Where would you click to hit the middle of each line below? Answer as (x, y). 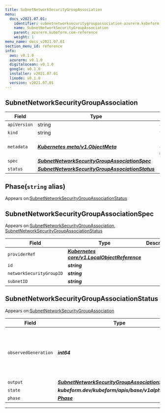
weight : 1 (24, 37)
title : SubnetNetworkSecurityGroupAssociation (54, 10)
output (15, 382)
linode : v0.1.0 (25, 78)
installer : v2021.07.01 (34, 74)
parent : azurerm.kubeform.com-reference (56, 32)
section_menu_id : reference (34, 46)
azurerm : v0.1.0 (26, 60)
